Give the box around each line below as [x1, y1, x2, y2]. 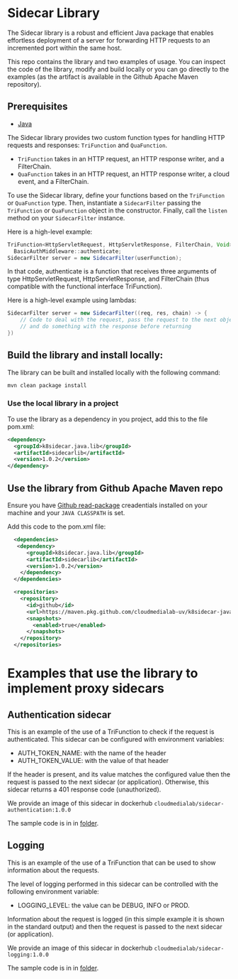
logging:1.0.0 [7, 951, 50, 958]
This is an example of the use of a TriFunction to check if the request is [7, 728, 215, 736]
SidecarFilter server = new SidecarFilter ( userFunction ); [7, 254, 182, 261]
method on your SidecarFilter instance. [7, 213, 125, 222]
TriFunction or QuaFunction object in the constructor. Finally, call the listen [7, 206, 228, 215]
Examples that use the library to [7, 666, 198, 681]
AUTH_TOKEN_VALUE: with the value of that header [17, 757, 169, 765]
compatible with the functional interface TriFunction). [7, 282, 163, 291]
